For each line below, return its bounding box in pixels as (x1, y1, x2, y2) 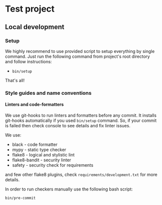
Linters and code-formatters (5, 102, 64, 107)
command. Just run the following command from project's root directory (5, 53, 150, 59)
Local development (5, 23, 65, 31)
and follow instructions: (5, 58, 52, 64)
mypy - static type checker (12, 147, 67, 153)
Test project (5, 3, 55, 15)
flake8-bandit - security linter (12, 157, 72, 163)
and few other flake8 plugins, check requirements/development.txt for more (5, 171, 158, 177)
